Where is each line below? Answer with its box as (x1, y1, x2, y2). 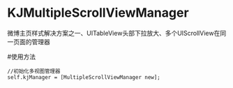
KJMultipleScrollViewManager (7, 5, 190, 21)
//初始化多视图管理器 (7, 68, 61, 75)
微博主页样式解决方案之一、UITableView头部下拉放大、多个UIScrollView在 (7, 29, 220, 37)
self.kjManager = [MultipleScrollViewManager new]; (7, 73, 160, 81)
